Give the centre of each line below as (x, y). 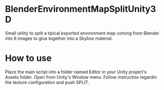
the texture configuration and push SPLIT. (47, 82)
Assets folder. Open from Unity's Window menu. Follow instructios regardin (81, 77)
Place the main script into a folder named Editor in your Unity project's (76, 72)
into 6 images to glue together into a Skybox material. (59, 38)
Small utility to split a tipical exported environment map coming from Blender (82, 33)
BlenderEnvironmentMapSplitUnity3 (81, 9)
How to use (28, 58)
